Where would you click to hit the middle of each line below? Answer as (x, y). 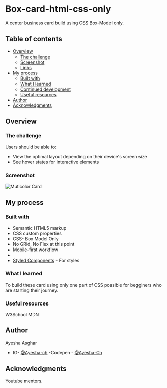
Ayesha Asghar (21, 343)
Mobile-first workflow (35, 250)
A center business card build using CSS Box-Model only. (64, 23)
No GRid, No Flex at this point (44, 244)
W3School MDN (22, 315)
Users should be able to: (31, 147)
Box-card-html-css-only (58, 9)
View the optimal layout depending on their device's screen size (80, 157)
